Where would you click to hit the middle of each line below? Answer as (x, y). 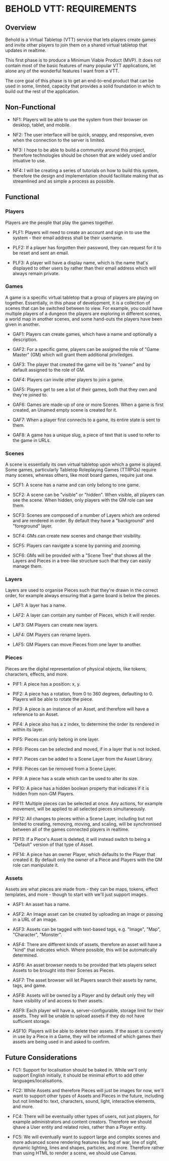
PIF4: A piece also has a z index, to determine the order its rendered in (86, 724)
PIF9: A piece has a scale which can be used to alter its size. (75, 778)
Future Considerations (41, 1058)
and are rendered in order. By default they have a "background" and (83, 521)
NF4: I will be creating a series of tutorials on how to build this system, (86, 170)
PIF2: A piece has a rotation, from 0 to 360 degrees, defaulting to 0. (83, 694)
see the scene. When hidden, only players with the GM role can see (83, 500)
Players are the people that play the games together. (60, 222)
